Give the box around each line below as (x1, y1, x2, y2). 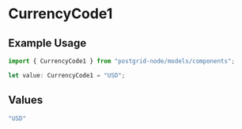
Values (8, 93, 43, 107)
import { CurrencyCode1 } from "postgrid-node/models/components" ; (8, 57, 236, 65)
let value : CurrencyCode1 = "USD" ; (8, 71, 126, 79)
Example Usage (8, 36, 87, 50)
